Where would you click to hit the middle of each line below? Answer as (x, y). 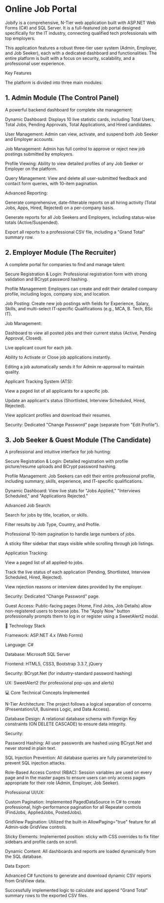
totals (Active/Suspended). (32, 222)
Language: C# (19, 645)
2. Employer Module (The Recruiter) (61, 253)
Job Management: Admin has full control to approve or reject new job (75, 149)
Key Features (18, 73)
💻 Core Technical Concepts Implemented (47, 693)
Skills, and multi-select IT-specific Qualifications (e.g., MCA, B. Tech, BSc (79, 308)
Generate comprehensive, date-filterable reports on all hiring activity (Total (81, 202)
